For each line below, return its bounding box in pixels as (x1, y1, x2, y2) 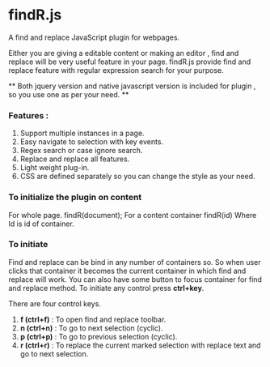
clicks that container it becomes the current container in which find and (8, 266, 247, 275)
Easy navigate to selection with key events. (19, 137, 164, 147)
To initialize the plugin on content (8, 192, 142, 203)
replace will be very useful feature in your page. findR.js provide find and (8, 57, 251, 66)
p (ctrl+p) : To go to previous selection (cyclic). (19, 331, 178, 341)
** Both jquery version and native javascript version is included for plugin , (8, 81, 256, 91)
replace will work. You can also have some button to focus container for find (8, 274, 263, 284)
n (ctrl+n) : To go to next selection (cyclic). (19, 322, 163, 333)
